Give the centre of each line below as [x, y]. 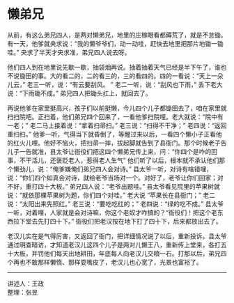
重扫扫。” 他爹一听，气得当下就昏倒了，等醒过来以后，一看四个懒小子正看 [112, 134]
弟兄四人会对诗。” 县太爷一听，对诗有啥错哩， [148, 169]
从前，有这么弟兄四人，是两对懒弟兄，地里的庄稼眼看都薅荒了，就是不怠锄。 [117, 35]
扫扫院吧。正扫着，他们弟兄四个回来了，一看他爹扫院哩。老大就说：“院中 [112, 116]
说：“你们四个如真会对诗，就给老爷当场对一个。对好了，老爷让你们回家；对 [116, 178]
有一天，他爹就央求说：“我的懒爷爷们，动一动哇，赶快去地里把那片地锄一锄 [116, 43]
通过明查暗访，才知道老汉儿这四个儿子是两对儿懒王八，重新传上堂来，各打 [114, 244]
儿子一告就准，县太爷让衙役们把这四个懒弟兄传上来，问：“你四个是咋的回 [112, 151]
